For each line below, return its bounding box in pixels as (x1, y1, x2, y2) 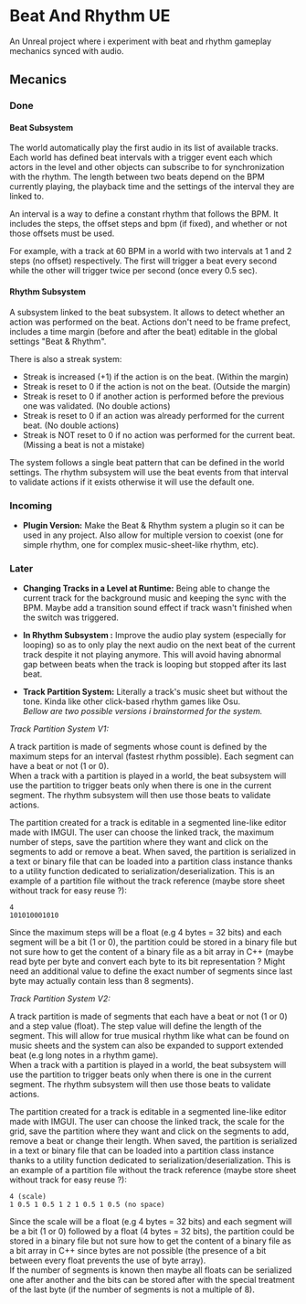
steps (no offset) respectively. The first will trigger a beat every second (9, 255, 277, 266)
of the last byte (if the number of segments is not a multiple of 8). (9, 1284, 256, 1295)
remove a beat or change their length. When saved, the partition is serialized (9, 1136, 298, 1147)
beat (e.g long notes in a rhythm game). (9, 1050, 159, 1061)
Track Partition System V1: (9, 723, 110, 734)
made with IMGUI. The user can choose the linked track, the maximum (9, 827, 274, 838)
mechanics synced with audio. (9, 45, 124, 56)
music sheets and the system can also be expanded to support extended (9, 1040, 284, 1052)
